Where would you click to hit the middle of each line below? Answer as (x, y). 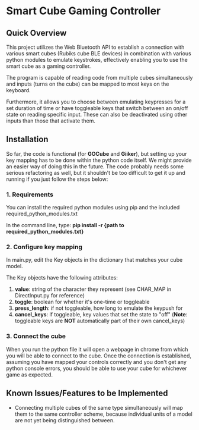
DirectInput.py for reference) (49, 296)
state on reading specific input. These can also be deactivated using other (97, 114)
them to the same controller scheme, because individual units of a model (103, 414)
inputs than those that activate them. (51, 121)
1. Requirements (30, 194)
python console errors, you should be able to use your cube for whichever (97, 368)
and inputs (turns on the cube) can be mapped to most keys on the (88, 84)
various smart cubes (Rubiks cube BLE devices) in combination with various (99, 54)
